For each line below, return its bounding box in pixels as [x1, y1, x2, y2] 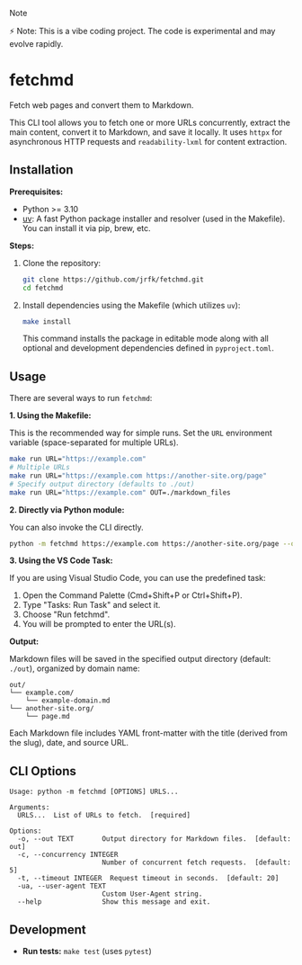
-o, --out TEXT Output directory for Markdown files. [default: [17, 835, 292, 844]
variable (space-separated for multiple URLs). [9, 437, 179, 448]
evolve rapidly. [9, 39, 64, 49]
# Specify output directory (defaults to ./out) [9, 479, 195, 488]
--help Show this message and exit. [17, 898, 211, 907]
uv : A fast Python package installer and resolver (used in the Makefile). [22, 213, 286, 224]
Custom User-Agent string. [102, 889, 203, 898]
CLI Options [9, 764, 76, 779]
